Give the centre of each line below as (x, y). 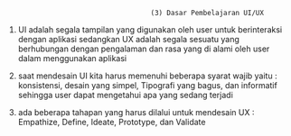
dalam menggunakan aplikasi (72, 58)
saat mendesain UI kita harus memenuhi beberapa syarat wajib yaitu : (147, 76)
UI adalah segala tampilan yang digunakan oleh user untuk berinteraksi (150, 30)
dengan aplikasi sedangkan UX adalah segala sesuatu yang (128, 39)
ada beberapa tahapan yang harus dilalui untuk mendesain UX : (136, 112)
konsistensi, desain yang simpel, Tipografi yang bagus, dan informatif (147, 85)
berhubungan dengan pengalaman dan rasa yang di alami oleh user (144, 49)
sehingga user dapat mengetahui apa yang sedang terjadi (125, 95)
